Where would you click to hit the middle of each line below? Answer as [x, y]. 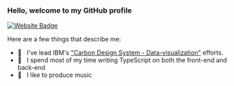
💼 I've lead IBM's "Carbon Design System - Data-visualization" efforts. [120, 53]
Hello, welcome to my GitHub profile [70, 10]
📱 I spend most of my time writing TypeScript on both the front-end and [122, 60]
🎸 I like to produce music [54, 75]
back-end [31, 68]
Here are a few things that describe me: [64, 39]
